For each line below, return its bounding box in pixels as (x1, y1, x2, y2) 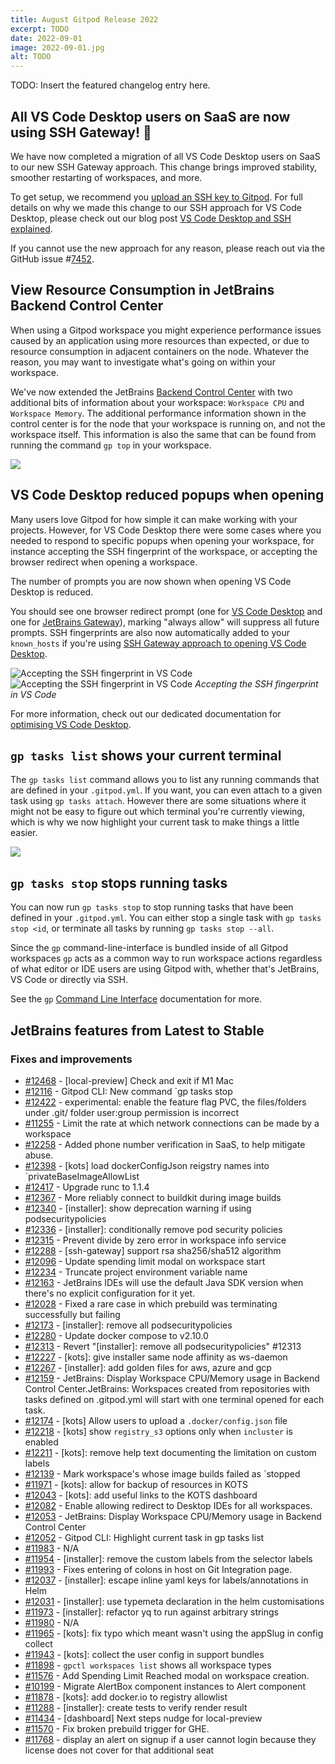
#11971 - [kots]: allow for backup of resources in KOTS (24, 1478, 248, 1490)
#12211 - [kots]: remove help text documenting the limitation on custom (24, 1446, 317, 1458)
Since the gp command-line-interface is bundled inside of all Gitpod (10, 942, 289, 954)
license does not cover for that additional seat (24, 1744, 215, 1756)
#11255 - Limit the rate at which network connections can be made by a (24, 1117, 320, 1129)
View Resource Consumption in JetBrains (10, 282, 275, 299)
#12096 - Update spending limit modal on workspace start (24, 1255, 266, 1267)
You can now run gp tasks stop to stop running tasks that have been (10, 901, 294, 913)
